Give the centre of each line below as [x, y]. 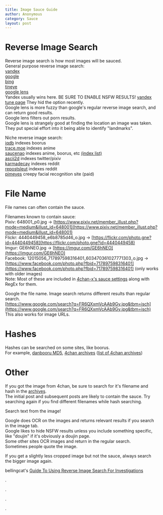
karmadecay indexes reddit [32, 164]
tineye [11, 87]
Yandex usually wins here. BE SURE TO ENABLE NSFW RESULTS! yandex [78, 97]
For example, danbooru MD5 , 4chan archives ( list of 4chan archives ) [74, 353]
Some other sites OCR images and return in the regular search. [68, 441]
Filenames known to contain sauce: [41, 217]
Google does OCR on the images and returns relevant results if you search [80, 421]
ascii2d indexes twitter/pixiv [33, 159]
